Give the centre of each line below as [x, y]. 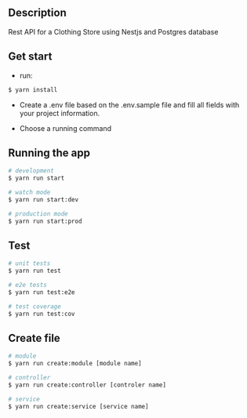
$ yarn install [33, 89]
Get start [30, 57]
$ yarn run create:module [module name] [75, 364]
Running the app [49, 153]
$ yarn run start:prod [45, 221]
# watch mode [29, 193]
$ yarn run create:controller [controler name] [87, 385]
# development [31, 171]
